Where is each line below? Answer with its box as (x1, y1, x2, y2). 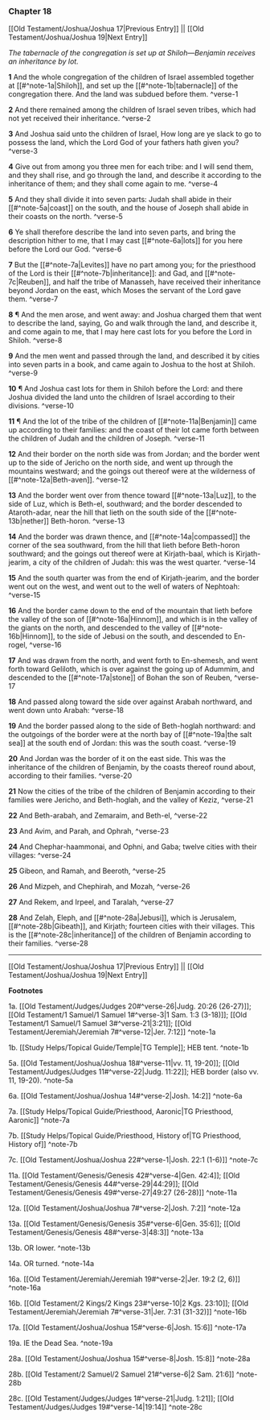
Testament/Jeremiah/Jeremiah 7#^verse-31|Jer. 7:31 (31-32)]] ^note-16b (8, 1307, 247, 1317)
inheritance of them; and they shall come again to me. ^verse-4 (8, 179, 219, 188)
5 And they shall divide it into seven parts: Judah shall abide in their (8, 195, 232, 205)
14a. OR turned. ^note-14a (8, 1259, 95, 1269)
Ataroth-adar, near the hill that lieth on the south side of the (8, 507, 205, 517)
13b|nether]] (8, 516, 50, 526)
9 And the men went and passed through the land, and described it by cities (8, 351, 260, 361)
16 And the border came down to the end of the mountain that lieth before (8, 606, 253, 615)
